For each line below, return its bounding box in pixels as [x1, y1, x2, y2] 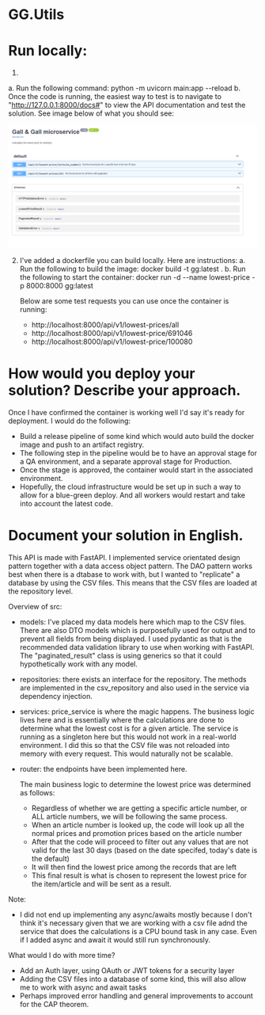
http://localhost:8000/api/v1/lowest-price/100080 [31, 337, 193, 346]
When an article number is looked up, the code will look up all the [31, 820, 245, 830]
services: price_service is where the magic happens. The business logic [19, 707, 255, 716]
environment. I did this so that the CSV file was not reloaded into [19, 741, 230, 750]
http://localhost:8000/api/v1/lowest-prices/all [31, 320, 180, 330]
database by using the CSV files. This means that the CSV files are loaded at [8, 578, 258, 588]
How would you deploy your [8, 364, 195, 383]
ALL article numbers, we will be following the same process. [31, 812, 228, 822]
